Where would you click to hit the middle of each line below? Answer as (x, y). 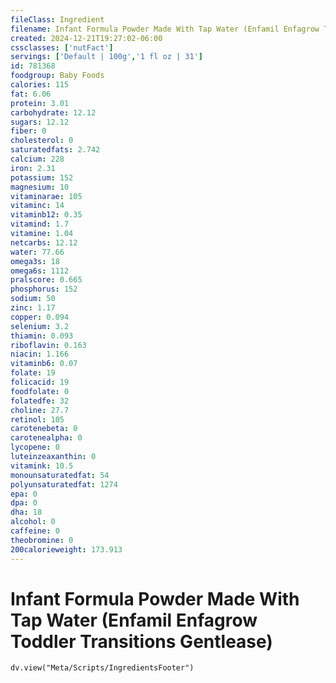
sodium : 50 (33, 299)
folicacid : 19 (40, 382)
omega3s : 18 (35, 261)
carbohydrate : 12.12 (53, 112)
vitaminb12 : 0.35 (46, 215)
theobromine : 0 (42, 540)
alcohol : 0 (33, 522)
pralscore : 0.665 (46, 280)
